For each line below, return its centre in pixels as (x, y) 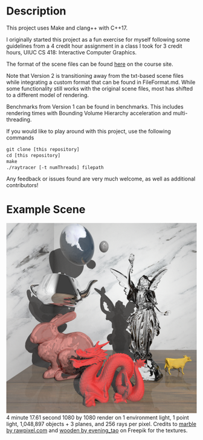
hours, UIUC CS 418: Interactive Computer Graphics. (72, 52)
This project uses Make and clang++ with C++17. (67, 28)
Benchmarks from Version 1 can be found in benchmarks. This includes (95, 106)
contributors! (22, 185)
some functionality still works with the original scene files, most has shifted (100, 88)
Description (36, 11)
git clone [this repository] (43, 149)
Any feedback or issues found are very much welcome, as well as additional (101, 179)
